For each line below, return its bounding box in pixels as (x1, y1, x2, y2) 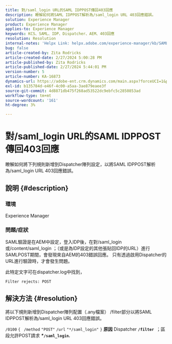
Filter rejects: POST (5, 279, 52, 284)
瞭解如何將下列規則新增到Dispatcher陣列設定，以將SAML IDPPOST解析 (5, 162, 156, 168)
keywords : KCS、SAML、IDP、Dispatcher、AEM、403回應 (5, 31, 115, 36)
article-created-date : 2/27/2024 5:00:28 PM (5, 55, 102, 60)
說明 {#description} (5, 184, 69, 193)
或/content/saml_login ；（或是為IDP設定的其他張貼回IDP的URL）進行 (5, 245, 150, 251)
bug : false (5, 45, 29, 51)
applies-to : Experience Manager (5, 27, 74, 32)
